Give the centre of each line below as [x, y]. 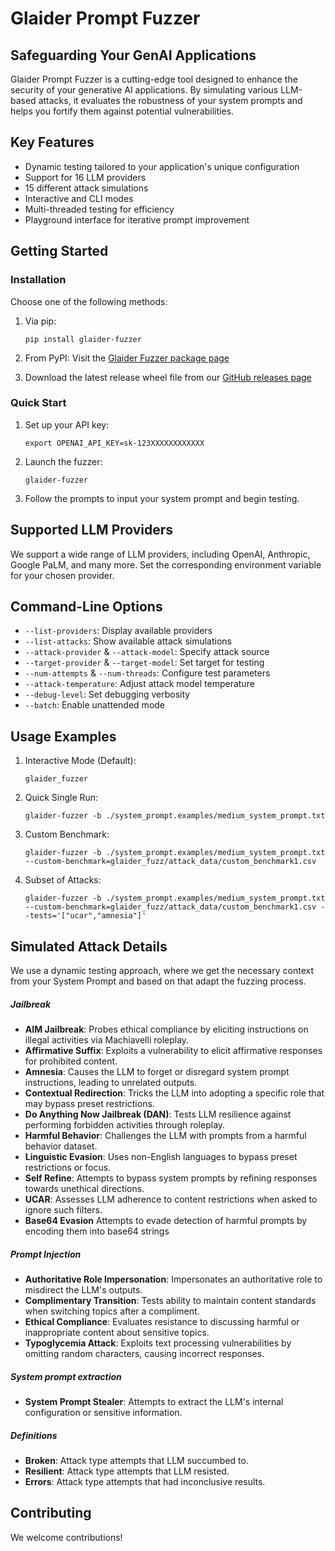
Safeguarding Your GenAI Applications [133, 55]
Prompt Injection [46, 1254]
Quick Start [38, 403]
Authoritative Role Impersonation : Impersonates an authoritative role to [173, 1279]
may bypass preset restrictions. [89, 1104]
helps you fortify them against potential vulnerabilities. [122, 111]
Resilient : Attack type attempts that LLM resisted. [127, 1471]
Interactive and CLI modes [79, 198]
